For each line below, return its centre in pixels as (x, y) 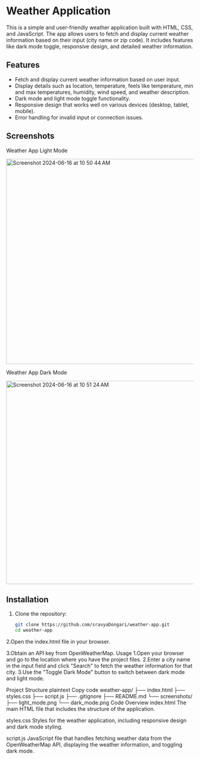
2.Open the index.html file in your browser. (58, 642)
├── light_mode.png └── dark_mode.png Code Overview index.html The (96, 702)
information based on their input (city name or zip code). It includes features (100, 40)
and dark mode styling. (35, 727)
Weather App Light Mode (37, 150)
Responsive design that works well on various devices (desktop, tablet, (102, 105)
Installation (27, 599)
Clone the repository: (41, 614)
